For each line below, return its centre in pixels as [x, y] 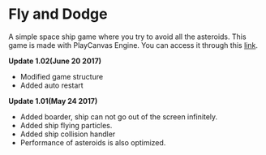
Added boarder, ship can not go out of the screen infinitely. [119, 116]
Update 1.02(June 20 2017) [55, 61]
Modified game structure [62, 76]
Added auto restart [51, 85]
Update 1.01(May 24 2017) [53, 101]
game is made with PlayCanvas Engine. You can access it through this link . [133, 45]
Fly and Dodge [58, 14]
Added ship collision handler [68, 134]
